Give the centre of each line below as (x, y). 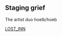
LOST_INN (15, 29)
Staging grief (25, 8)
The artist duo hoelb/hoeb (31, 19)
